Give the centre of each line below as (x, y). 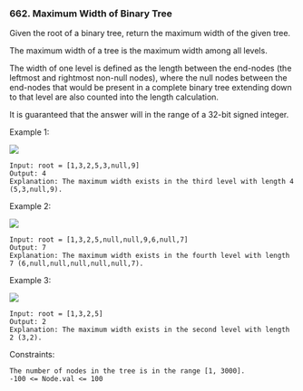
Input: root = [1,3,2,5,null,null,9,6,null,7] (99, 240)
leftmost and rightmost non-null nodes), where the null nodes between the (148, 78)
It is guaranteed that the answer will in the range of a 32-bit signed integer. (149, 115)
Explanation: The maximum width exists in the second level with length (150, 330)
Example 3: (30, 281)
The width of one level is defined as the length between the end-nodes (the (151, 68)
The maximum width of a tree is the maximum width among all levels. (138, 51)
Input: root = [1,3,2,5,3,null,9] (75, 166)
